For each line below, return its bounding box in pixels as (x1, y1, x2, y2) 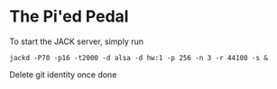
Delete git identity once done (9, 69, 117, 80)
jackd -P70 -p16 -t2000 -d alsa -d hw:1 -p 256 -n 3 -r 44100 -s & (9, 53, 269, 62)
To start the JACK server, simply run (9, 36, 144, 47)
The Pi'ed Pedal (9, 6, 129, 27)
